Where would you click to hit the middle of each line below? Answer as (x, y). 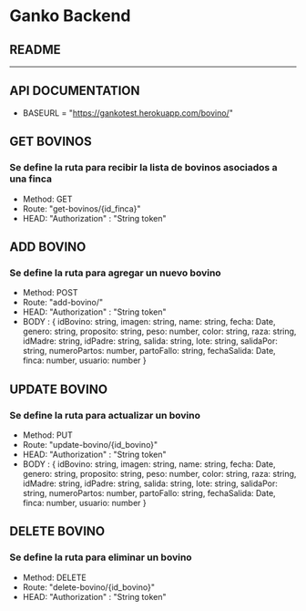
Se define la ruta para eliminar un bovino (101, 557)
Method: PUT (47, 435)
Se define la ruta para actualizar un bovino (105, 415)
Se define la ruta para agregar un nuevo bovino (115, 273)
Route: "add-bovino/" (63, 303)
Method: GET (47, 199)
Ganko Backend (70, 16)
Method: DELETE (54, 577)
